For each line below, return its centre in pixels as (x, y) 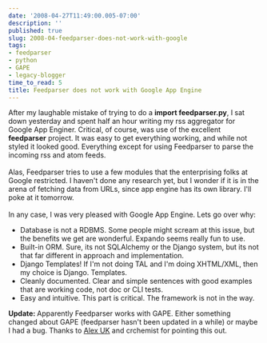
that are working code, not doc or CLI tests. (92, 289)
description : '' (35, 23)
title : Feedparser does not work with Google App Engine (105, 90)
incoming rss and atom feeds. (57, 155)
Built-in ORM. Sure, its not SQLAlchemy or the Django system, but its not (139, 247)
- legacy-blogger (37, 75)
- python (23, 61)
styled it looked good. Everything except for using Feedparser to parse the (131, 147)
